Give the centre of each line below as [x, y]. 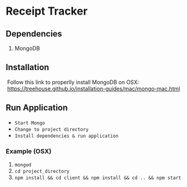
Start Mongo [30, 123]
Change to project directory [51, 129]
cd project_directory [42, 171]
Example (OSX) [29, 151]
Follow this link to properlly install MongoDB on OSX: [73, 82]
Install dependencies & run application [66, 136]
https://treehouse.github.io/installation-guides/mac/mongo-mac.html [94, 88]
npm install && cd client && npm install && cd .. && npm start [98, 178]
